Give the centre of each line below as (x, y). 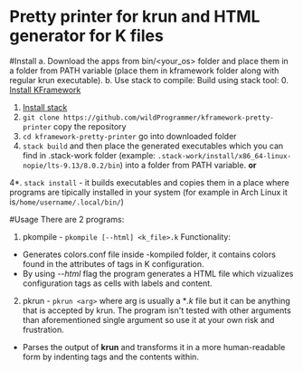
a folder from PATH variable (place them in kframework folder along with (144, 71)
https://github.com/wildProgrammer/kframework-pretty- (168, 118)
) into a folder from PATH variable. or (188, 165)
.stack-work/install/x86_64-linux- (225, 156)
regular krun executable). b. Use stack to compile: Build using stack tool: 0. (149, 80)
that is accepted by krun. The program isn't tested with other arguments (156, 310)
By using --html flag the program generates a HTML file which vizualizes (158, 273)
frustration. (43, 329)
